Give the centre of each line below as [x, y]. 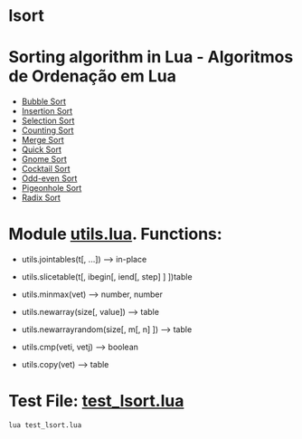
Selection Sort [48, 121]
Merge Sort [42, 140]
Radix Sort [41, 198]
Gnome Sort [44, 159]
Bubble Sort [44, 101]
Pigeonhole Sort [52, 188]
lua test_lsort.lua [45, 425]
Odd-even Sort [49, 178]
